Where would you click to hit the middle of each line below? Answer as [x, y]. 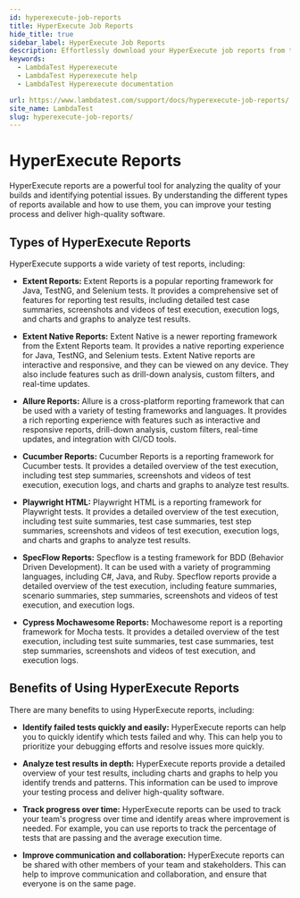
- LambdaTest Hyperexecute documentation [96, 84]
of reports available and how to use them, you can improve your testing [141, 205]
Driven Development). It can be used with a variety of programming [146, 567]
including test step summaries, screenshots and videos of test [137, 475]
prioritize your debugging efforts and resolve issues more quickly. [143, 746]
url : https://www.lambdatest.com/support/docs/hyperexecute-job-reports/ [150, 100]
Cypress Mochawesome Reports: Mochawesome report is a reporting [152, 622]
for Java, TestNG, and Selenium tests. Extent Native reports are [139, 355]
